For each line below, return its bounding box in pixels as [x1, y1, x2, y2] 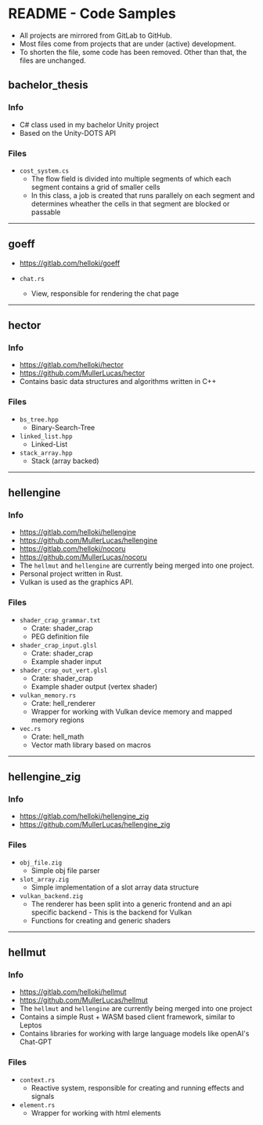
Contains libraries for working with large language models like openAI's [19, 1029, 250, 1039]
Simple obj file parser [31, 865, 100, 875]
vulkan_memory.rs [19, 692, 77, 699]
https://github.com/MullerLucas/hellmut [19, 995, 149, 1005]
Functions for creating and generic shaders [31, 915, 171, 925]
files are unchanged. [19, 56, 86, 65]
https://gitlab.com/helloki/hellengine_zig [19, 812, 150, 821]
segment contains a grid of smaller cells [31, 182, 160, 192]
